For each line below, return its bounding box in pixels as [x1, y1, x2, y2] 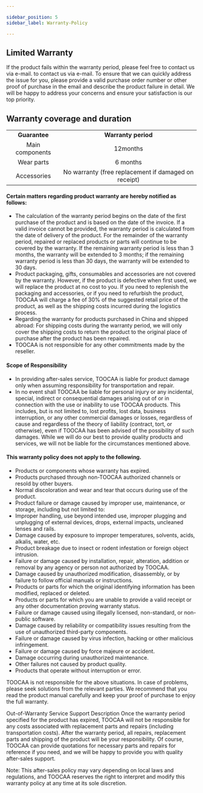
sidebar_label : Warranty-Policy [6, 19, 88, 26]
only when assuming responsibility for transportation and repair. [14, 382, 175, 389]
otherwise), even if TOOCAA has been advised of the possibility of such [14, 427, 195, 434]
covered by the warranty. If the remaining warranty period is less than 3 [14, 245, 194, 252]
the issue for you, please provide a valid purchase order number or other [6, 76, 187, 84]
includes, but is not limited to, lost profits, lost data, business [14, 407, 166, 414]
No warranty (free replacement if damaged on [63, 168, 194, 177]
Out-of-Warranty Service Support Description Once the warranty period [6, 709, 185, 717]
